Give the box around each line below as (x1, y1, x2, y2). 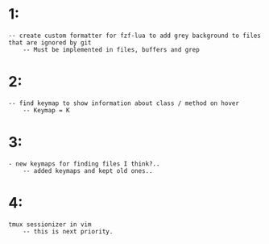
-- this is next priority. (23, 227, 114, 235)
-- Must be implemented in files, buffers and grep (23, 45, 200, 53)
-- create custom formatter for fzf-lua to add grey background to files (8, 32, 262, 40)
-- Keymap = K (23, 106, 70, 114)
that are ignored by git (8, 38, 92, 47)
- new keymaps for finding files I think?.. (8, 159, 160, 168)
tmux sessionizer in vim (8, 220, 92, 229)
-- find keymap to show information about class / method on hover (8, 99, 240, 107)
